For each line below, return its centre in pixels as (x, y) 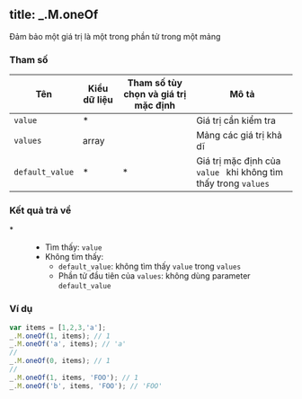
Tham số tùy (155, 83)
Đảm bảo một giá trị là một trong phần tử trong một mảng (115, 36)
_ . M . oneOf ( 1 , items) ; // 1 (60, 336)
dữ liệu (98, 100)
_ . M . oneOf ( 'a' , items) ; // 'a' (68, 344)
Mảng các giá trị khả (240, 136)
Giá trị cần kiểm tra (236, 120)
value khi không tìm (240, 173)
